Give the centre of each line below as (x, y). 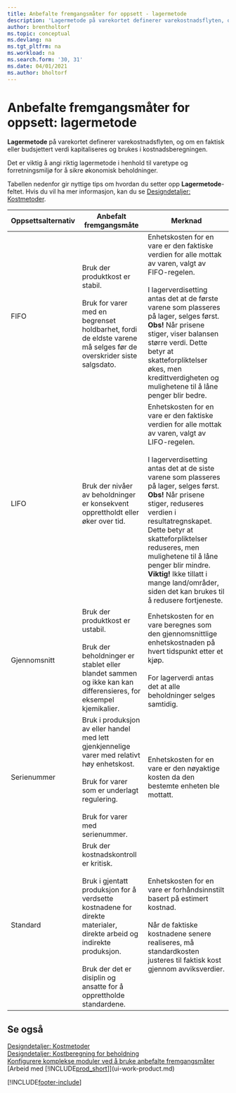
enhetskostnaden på (181, 643)
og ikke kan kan (108, 682)
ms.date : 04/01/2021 (38, 66)
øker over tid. (104, 522)
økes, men (165, 369)
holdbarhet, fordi (110, 329)
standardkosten (173, 952)
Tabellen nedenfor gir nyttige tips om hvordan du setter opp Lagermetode (114, 184)
